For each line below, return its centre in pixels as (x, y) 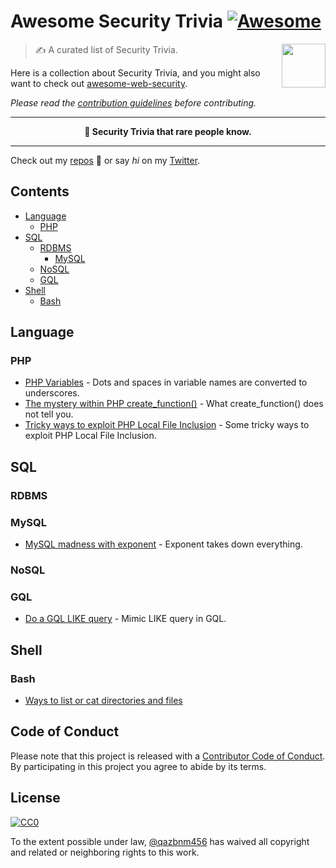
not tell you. (49, 414)
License (35, 798)
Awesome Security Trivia (117, 21)
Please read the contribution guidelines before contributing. (133, 102)
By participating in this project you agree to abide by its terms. (138, 766)
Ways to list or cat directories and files (103, 700)
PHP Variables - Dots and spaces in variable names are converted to (166, 382)
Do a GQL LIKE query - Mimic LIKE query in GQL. (125, 619)
